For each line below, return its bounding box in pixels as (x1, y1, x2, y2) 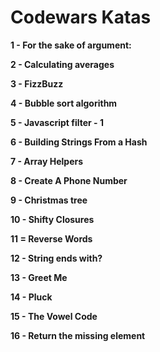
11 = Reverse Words (10, 232, 93, 245)
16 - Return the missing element (10, 329, 146, 341)
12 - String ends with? (10, 252, 103, 264)
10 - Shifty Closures (10, 213, 95, 225)
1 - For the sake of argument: (10, 39, 132, 51)
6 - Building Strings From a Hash (10, 136, 148, 148)
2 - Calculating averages (10, 58, 115, 70)
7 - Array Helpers (10, 155, 84, 167)
